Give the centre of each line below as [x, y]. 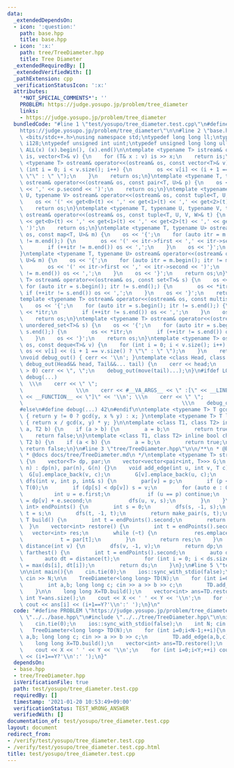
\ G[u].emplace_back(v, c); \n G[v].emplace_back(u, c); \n [118, 475]
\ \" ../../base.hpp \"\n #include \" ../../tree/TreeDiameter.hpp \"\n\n [123, 618]
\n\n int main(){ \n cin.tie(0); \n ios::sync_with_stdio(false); [123, 572]
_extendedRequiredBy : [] [49, 66]
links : [29, 111]
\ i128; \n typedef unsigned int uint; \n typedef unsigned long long [118, 144]
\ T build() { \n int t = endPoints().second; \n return [123, 520]
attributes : [31, 91]
